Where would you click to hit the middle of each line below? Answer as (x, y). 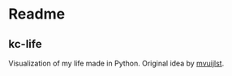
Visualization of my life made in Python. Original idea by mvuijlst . (116, 63)
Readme (37, 14)
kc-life (25, 44)
